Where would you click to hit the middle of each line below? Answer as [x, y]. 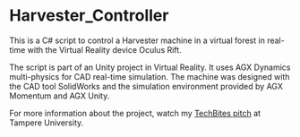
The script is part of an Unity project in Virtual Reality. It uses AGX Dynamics [150, 67]
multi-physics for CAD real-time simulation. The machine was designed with [150, 76]
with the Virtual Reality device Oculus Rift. [104, 49]
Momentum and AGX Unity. [60, 96]
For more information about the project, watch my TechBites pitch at [135, 113]
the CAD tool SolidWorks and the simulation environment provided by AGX [146, 86]
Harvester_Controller [89, 16]
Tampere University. [47, 123]
